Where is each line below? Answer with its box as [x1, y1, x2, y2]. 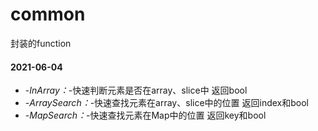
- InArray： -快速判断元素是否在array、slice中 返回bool [24, 84, 248, 97]
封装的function [10, 37, 72, 49]
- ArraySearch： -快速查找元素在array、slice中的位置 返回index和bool [24, 97, 309, 109]
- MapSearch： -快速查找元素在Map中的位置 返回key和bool [24, 109, 267, 122]
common [10, 3, 86, 26]
